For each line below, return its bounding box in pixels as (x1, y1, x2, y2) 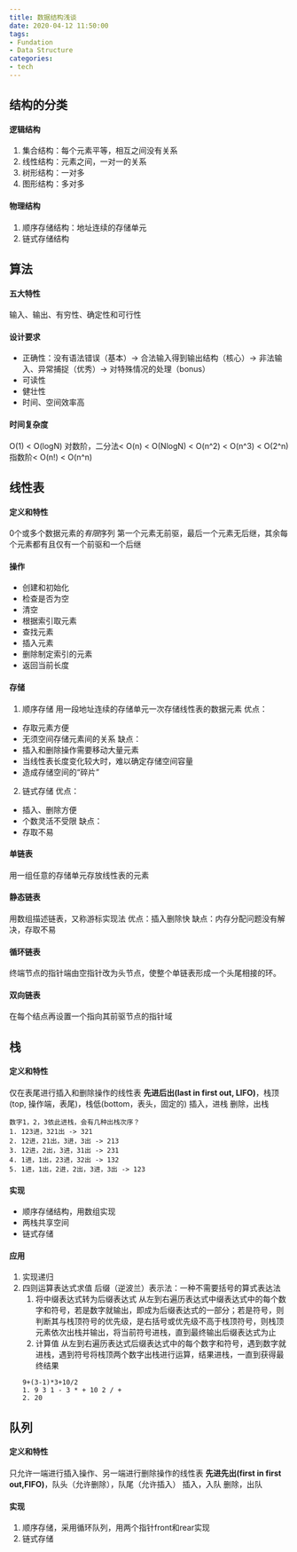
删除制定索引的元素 (21, 649, 93, 659)
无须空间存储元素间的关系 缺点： (21, 733, 142, 744)
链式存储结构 (21, 232, 69, 244)
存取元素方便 (21, 722, 69, 733)
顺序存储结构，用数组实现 (21, 1206, 116, 1217)
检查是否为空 (21, 594, 69, 604)
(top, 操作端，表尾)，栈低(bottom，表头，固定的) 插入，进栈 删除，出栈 (9, 1099, 270, 1109)
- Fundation (9, 37, 53, 47)
